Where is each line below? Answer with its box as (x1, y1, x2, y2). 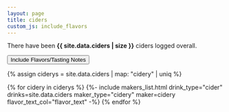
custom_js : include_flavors (7, 23, 88, 30)
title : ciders (7, 16, 48, 23)
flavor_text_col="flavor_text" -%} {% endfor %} (7, 98, 141, 107)
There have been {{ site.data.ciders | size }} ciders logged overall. (7, 42, 197, 50)
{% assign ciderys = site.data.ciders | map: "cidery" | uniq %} (7, 70, 182, 78)
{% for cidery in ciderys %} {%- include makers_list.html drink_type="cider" (7, 83, 223, 91)
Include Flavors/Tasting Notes (10, 56, 86, 64)
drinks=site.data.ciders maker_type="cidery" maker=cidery (7, 91, 176, 99)
